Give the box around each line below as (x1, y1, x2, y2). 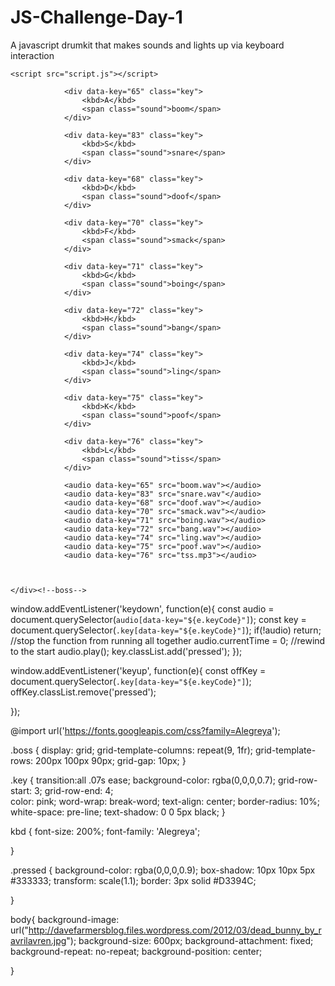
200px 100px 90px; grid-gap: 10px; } (34, 754, 187, 766)
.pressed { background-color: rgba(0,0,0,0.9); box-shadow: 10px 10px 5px (10, 864, 316, 876)
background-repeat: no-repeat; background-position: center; (10, 945, 263, 957)
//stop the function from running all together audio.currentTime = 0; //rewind (10, 634, 326, 646)
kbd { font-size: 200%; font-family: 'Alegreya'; (10, 825, 201, 837)
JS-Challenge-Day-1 (10, 6, 183, 29)
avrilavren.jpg (10, 934, 67, 946)
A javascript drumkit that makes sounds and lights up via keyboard (10, 39, 285, 51)
